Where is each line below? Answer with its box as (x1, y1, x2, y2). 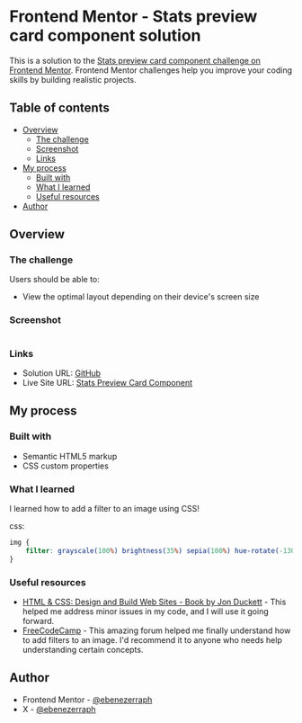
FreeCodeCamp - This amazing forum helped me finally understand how (22, 625, 291, 636)
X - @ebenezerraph (22, 703, 96, 714)
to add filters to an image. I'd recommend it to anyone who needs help (22, 634, 283, 645)
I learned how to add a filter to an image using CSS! (9, 504, 200, 514)
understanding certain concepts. (22, 644, 144, 655)
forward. (22, 615, 55, 626)
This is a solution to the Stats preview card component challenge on (9, 55, 261, 66)
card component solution (9, 25, 201, 46)
